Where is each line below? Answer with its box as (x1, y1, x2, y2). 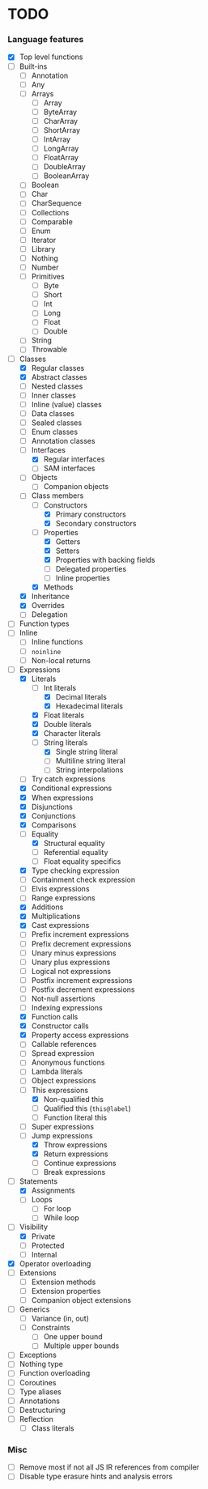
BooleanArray (43, 171, 90, 181)
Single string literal (55, 747, 118, 757)
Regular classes (31, 363, 85, 372)
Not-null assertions (31, 993, 96, 1003)
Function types (19, 619, 70, 628)
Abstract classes (31, 372, 88, 381)
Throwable (31, 345, 68, 355)
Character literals (43, 729, 101, 738)
